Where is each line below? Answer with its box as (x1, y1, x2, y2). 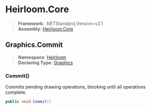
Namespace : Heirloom (17, 54, 67, 60)
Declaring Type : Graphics (17, 60, 73, 66)
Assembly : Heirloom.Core (17, 25, 73, 32)
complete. (5, 89, 27, 95)
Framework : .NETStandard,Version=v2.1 (17, 20, 103, 26)
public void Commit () (5, 99, 52, 104)
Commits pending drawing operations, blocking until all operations (5, 84, 146, 90)
